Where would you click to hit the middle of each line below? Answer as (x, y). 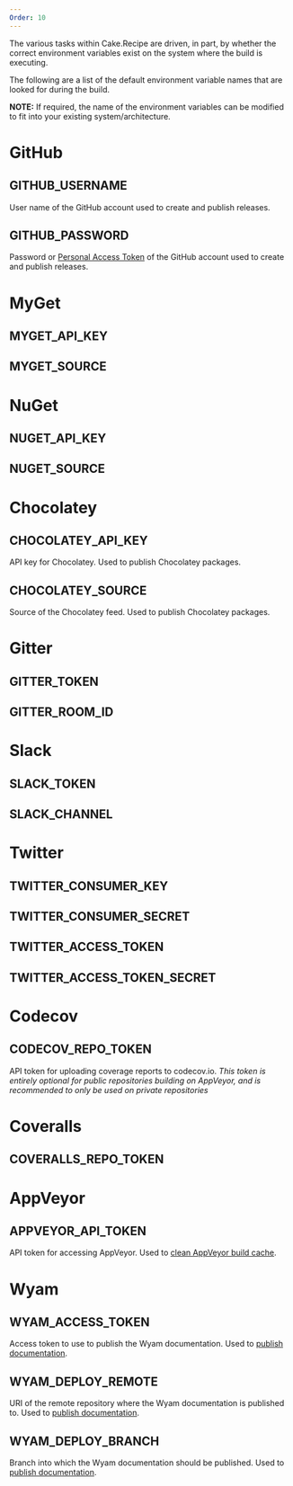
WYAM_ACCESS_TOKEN (80, 1322)
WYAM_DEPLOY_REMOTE (84, 1381)
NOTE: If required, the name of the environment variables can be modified (147, 107)
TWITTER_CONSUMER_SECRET (100, 917)
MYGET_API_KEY (58, 337)
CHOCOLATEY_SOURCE (78, 590)
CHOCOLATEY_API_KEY (79, 540)
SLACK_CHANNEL (61, 814)
